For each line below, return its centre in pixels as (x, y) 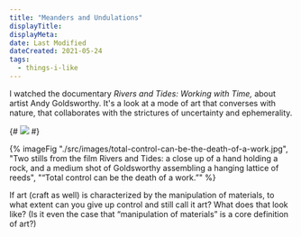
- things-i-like (48, 68)
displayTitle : (36, 26)
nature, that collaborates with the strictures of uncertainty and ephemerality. (151, 113)
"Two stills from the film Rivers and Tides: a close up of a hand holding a (144, 158)
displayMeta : (34, 34)
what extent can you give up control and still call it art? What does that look (149, 205)
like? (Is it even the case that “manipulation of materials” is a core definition (149, 214)
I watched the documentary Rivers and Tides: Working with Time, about (143, 93)
